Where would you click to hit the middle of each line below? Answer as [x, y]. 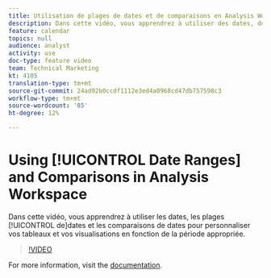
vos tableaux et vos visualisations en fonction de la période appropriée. [127, 234]
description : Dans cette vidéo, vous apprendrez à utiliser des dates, [131, 23]
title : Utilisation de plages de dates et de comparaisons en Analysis [131, 16]
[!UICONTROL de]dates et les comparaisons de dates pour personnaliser [129, 225]
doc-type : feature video [50, 61]
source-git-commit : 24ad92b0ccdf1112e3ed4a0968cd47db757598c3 [115, 91]
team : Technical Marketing [54, 68]
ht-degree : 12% [34, 114]
